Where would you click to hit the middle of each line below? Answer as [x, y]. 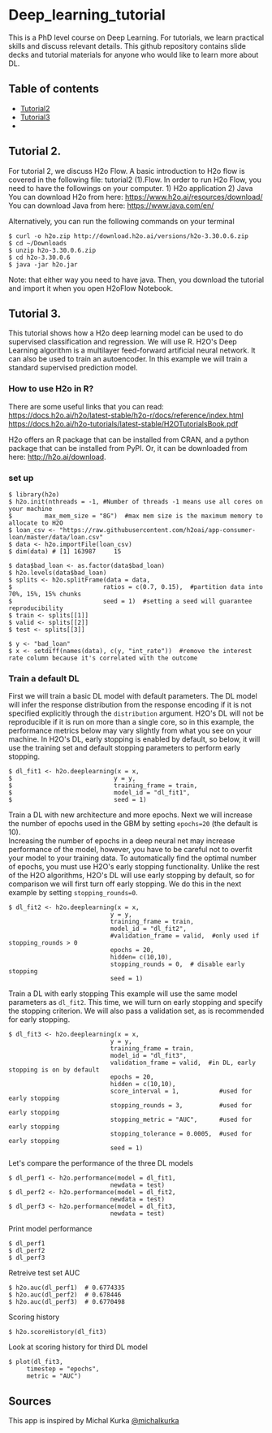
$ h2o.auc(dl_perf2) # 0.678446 [65, 1295]
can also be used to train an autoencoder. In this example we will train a [128, 359]
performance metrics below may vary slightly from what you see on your [130, 731]
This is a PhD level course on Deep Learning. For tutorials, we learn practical [136, 37]
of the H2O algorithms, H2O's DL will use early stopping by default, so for [132, 876]
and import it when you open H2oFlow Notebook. [91, 288]
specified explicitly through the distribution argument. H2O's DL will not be [136, 713]
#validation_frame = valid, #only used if [185, 936]
